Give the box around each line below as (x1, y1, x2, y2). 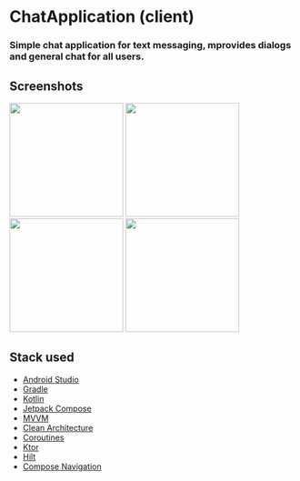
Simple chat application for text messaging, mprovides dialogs (9, 39, 292, 52)
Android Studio (22, 374, 79, 385)
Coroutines (22, 432, 65, 443)
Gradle (22, 384, 48, 395)
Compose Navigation (22, 461, 102, 472)
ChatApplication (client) (9, 6, 195, 27)
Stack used (9, 350, 75, 366)
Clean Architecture (22, 422, 94, 433)
